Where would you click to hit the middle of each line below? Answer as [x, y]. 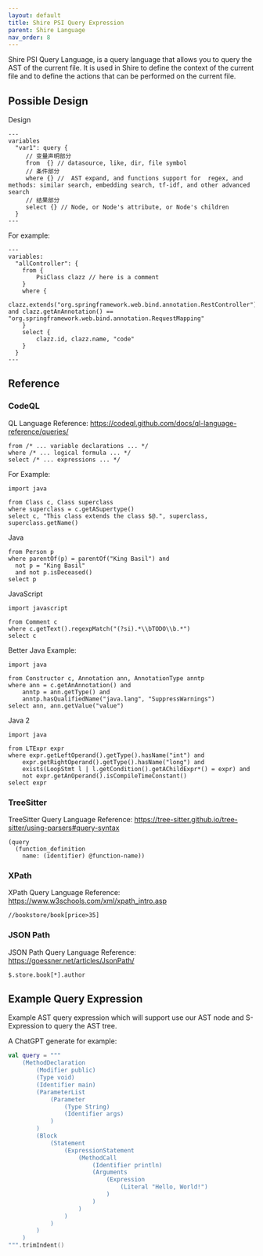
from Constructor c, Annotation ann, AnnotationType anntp [106, 678]
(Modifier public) [66, 1070]
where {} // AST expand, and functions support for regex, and [134, 178]
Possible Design [48, 101]
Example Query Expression [76, 999]
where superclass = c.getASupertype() [71, 509]
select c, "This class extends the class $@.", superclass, [108, 516]
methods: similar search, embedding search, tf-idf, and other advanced [129, 185]
